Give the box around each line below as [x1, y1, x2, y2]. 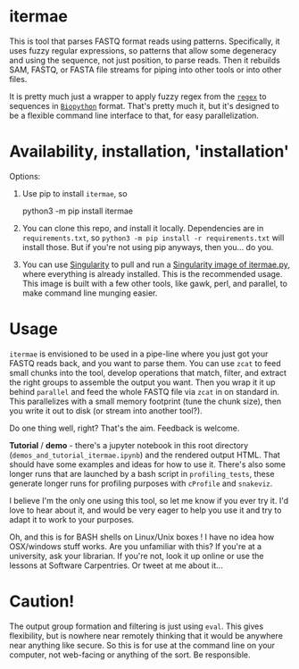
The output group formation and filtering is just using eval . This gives [9, 621, 264, 631]
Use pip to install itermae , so [21, 188, 128, 198]
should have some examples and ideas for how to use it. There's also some [9, 458, 287, 470]
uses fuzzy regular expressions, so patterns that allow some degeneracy [9, 45, 277, 55]
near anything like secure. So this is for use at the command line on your [9, 640, 275, 650]
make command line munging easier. [21, 288, 158, 298]
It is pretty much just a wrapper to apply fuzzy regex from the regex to [9, 91, 267, 102]
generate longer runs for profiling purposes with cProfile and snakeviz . [9, 478, 273, 489]
